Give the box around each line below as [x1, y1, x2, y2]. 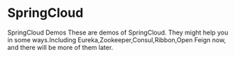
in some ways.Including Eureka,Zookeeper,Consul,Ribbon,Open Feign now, [7, 35, 226, 44]
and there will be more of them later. [7, 43, 114, 51]
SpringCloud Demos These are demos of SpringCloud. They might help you [7, 28, 229, 37]
